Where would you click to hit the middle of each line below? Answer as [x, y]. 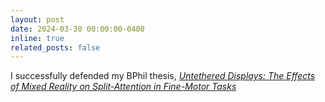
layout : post [37, 19]
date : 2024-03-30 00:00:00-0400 [77, 29]
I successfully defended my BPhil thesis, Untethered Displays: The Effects [163, 76]
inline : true [37, 38]
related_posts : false [55, 47]
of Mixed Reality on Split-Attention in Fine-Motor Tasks [123, 87]
